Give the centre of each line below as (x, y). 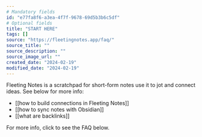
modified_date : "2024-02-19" (43, 68)
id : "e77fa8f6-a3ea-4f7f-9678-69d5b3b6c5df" (63, 18)
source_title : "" (28, 46)
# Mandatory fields (31, 12)
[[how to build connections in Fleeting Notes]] (72, 103)
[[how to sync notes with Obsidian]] (59, 110)
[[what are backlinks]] (42, 116)
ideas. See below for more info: (45, 92)
